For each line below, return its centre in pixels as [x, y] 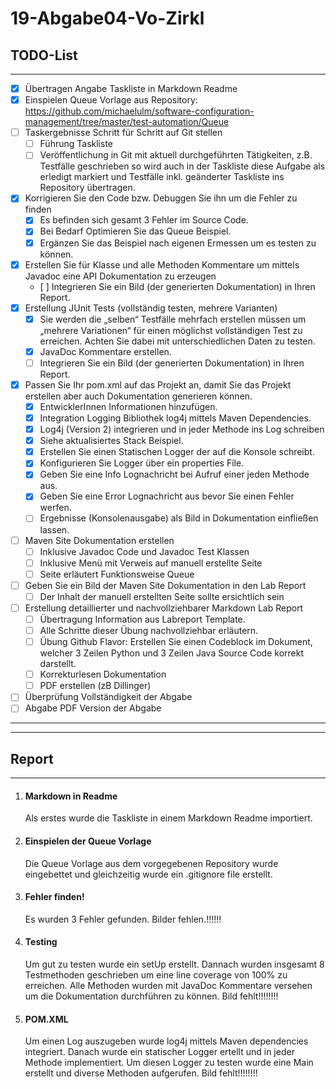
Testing [41, 942]
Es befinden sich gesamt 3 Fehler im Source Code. [144, 220]
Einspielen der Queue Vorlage [88, 841]
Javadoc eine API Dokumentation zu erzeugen [120, 276]
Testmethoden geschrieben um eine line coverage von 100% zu [156, 975]
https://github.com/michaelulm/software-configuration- [139, 111]
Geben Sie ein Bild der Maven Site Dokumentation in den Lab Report [165, 585]
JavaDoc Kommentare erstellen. [105, 351]
